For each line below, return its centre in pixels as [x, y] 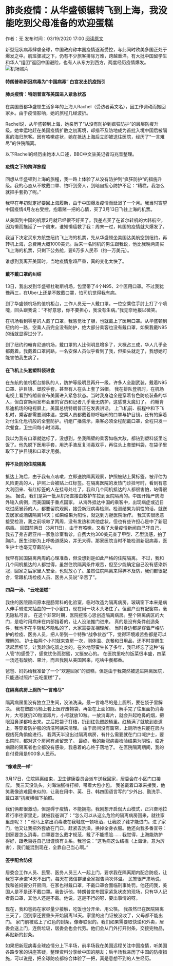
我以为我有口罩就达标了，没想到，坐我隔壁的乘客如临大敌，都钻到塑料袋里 [84, 438]
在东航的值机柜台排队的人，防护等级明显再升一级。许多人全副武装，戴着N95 [86, 382]
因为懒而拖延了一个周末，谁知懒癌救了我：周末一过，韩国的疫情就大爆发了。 [86, 226]
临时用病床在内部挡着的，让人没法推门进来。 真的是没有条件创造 [87, 621]
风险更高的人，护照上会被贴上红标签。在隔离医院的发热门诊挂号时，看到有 [84, 482]
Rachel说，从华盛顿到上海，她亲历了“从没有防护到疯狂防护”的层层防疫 [80, 124]
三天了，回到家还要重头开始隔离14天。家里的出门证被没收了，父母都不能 [82, 915]
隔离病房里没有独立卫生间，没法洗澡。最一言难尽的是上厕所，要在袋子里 [82, 702]
